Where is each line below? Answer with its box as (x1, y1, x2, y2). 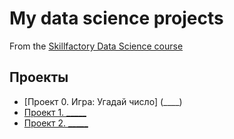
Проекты (9, 69, 69, 86)
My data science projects (9, 7, 224, 30)
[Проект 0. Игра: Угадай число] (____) (23, 95, 183, 107)
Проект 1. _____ (23, 106, 87, 118)
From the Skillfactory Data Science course (9, 40, 184, 52)
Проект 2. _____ (23, 117, 89, 129)
